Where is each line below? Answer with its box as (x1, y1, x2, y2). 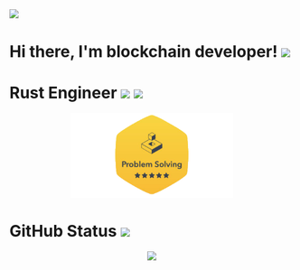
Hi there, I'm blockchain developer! (9, 42, 278, 62)
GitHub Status (9, 221, 117, 242)
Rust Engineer (9, 83, 117, 103)
